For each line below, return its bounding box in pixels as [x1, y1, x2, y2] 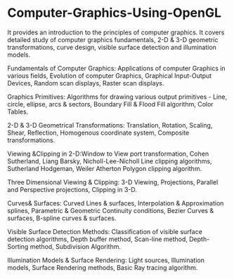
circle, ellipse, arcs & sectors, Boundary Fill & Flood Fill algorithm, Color [7, 100, 214, 108]
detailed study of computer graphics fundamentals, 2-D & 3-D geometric [7, 35, 219, 43]
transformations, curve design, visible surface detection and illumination [7, 43, 216, 51]
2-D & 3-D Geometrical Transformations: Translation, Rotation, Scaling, [7, 121, 213, 129]
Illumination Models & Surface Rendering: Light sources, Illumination [7, 256, 205, 264]
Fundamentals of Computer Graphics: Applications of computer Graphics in [7, 64, 226, 72]
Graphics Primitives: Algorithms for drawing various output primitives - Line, [7, 93, 227, 101]
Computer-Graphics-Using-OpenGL [7, 5, 222, 21]
